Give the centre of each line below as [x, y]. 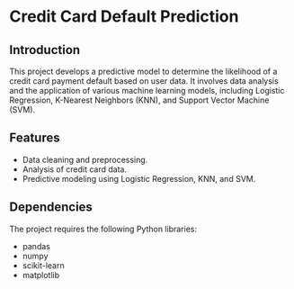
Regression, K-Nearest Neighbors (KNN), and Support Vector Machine [139, 100]
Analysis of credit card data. [75, 169]
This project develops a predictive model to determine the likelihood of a [143, 71]
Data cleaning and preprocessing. [85, 159]
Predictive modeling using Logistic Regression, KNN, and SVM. [139, 178]
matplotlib [41, 275]
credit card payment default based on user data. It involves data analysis [144, 81]
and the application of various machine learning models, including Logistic [147, 90]
